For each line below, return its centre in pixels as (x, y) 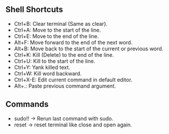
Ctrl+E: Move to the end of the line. (56, 36)
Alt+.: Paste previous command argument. (65, 86)
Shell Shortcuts (34, 10)
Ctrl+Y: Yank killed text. (42, 67)
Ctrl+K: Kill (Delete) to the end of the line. (64, 54)
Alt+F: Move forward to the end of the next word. (73, 42)
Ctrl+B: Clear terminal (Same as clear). (61, 23)
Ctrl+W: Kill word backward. (48, 73)
